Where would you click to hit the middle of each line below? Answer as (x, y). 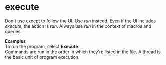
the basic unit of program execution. (42, 57)
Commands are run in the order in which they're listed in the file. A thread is (83, 52)
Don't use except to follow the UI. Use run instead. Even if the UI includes (81, 21)
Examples (16, 41)
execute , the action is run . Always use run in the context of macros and (78, 26)
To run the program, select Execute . (42, 46)
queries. (14, 31)
